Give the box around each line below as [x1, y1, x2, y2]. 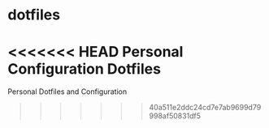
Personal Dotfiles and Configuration [7, 87, 128, 96]
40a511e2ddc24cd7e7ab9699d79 [149, 103, 262, 113]
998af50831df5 [149, 111, 201, 121]
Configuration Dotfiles [7, 60, 162, 79]
